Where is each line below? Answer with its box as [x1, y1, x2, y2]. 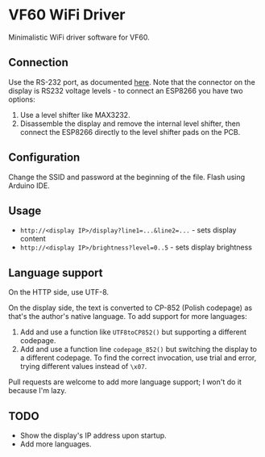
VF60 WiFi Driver [8, 6, 126, 24]
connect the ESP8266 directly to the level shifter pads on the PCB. [19, 127, 241, 136]
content [19, 234, 46, 244]
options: [8, 94, 36, 104]
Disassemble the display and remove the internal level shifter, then [19, 119, 241, 128]
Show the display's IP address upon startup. [19, 430, 167, 440]
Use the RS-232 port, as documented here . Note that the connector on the [8, 77, 255, 86]
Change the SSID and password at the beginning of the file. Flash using [8, 172, 246, 182]
